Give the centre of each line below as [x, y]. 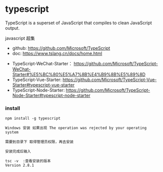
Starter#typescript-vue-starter [43, 85]
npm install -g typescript [33, 119]
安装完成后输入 [18, 152]
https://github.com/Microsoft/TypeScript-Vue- [110, 80]
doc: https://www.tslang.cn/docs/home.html [57, 53]
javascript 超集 [20, 38]
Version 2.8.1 [20, 166]
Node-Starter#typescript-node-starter [51, 95]
